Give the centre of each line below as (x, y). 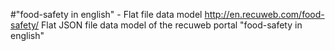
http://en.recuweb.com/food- (264, 14)
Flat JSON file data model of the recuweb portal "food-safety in (172, 25)
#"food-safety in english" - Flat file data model (106, 14)
